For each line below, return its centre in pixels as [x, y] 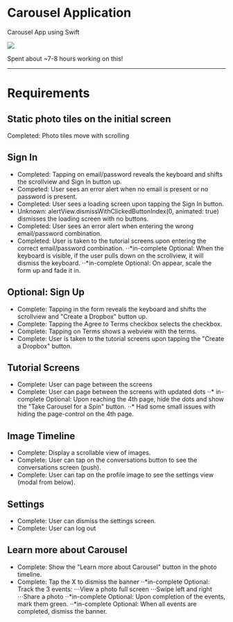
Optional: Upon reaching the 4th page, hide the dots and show [135, 399]
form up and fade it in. [49, 270]
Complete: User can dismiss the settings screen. [86, 521]
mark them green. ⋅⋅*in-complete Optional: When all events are [107, 604]
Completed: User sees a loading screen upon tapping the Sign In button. [120, 204]
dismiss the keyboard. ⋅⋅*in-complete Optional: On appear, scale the [114, 263]
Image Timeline [41, 436]
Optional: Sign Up [46, 293]
